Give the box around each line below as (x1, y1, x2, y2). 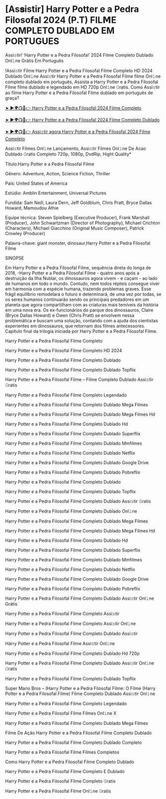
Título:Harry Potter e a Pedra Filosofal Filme (5, 161, 95, 167)
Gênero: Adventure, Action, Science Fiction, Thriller (5, 170, 111, 176)
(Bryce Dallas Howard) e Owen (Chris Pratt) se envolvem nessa (5, 312, 135, 318)
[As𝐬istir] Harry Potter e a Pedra (5, 3, 139, 15)
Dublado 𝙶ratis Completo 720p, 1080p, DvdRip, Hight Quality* (5, 151, 132, 157)
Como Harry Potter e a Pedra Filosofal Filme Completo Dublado (5, 759, 135, 765)
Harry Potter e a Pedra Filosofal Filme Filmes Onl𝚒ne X (5, 710, 117, 716)
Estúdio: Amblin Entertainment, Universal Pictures (5, 190, 107, 196)
